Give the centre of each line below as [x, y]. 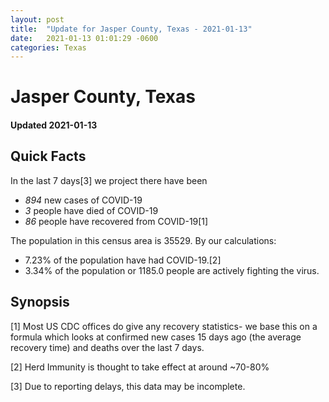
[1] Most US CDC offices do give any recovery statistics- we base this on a [164, 326]
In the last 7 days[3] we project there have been [109, 180]
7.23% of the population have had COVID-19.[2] [123, 260]
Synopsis [40, 302]
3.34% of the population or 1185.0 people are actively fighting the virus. [172, 270]
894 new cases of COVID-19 [83, 200]
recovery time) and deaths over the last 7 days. [107, 347]
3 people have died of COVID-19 [91, 210]
